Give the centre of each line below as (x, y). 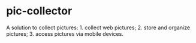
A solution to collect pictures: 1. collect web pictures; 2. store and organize (98, 27)
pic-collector (39, 11)
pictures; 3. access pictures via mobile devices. (65, 33)
